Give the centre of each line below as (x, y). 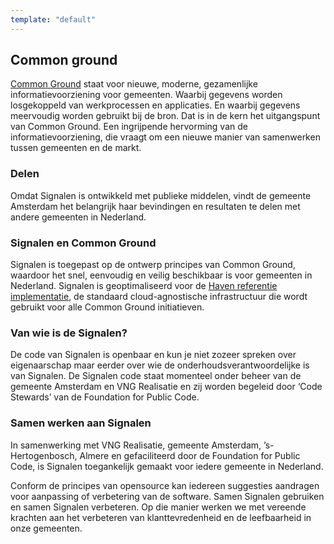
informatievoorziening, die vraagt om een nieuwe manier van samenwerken (165, 137)
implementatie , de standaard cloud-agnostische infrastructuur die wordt (159, 297)
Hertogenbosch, (44, 455)
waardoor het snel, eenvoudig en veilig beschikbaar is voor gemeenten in (161, 275)
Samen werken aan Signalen (81, 423)
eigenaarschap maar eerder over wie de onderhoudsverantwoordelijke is (160, 365)
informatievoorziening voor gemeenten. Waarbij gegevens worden (146, 95)
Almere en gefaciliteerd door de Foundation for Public (190, 455)
